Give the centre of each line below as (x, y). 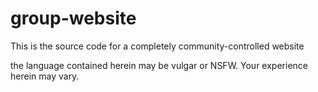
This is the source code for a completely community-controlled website (157, 46)
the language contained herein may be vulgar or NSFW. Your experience (159, 65)
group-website (73, 18)
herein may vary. (45, 76)
